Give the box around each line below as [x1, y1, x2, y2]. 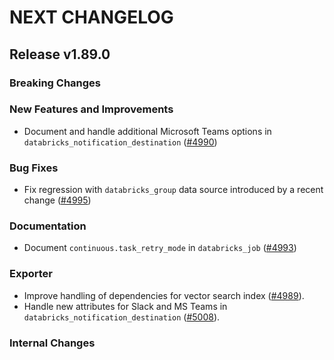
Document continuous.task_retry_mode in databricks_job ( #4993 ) [23, 242, 297, 254]
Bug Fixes [9, 161, 59, 175]
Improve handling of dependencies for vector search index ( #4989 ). [23, 289, 305, 301]
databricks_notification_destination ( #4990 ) [23, 136, 218, 148]
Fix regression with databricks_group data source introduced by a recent [23, 184, 324, 196]
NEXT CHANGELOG [9, 6, 174, 29]
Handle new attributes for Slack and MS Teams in [23, 300, 228, 312]
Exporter [9, 267, 53, 281]
